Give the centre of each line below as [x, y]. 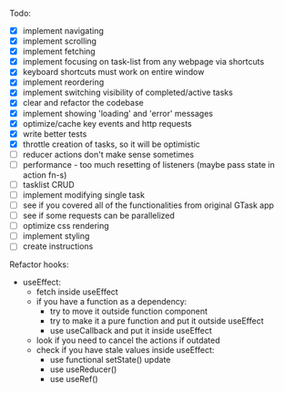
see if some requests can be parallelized [99, 216]
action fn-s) [45, 175]
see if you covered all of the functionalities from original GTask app [148, 205]
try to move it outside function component [128, 311]
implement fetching [59, 52]
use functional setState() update [110, 360]
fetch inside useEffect [77, 292]
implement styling [56, 236]
